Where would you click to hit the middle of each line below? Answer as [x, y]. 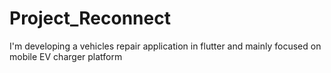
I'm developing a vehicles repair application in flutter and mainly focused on [165, 46]
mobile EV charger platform [66, 56]
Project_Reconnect [90, 18]
